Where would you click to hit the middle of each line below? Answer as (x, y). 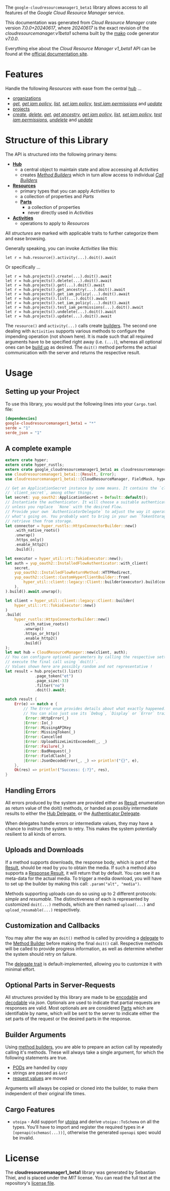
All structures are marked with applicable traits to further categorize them (82, 233)
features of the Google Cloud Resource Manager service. (65, 13)
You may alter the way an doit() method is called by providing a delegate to (85, 938)
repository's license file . (30, 1183)
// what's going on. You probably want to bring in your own (71, 516)
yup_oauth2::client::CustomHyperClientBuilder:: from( (72, 577)
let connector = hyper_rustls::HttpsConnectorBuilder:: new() (71, 526)
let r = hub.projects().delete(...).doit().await (59, 281)
